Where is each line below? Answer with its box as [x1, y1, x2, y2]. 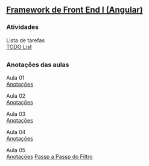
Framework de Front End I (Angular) [6, 5, 143, 15]
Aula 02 [6, 92, 26, 100]
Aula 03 [6, 110, 26, 118]
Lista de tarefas [6, 36, 45, 44]
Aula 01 [6, 74, 25, 81]
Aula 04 [6, 129, 26, 136]
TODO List [6, 43, 32, 50]
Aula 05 [6, 147, 26, 154]
